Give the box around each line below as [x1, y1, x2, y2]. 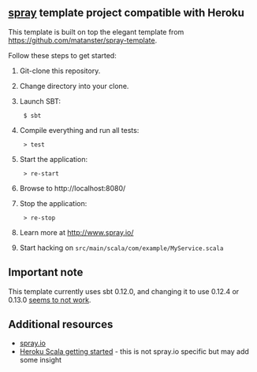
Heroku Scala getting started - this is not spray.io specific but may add [19, 347, 250, 356]
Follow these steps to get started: [8, 50, 117, 60]
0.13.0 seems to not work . [8, 295, 91, 304]
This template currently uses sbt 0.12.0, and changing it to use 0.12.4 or [8, 286, 240, 296]
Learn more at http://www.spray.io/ [19, 227, 134, 237]
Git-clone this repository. [19, 66, 101, 76]
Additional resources [8, 318, 114, 331]
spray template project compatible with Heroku [8, 6, 244, 20]
